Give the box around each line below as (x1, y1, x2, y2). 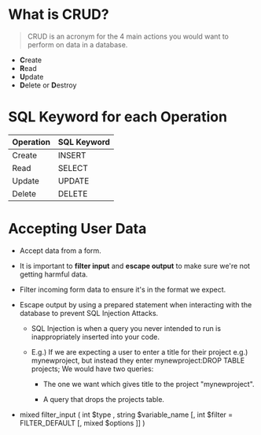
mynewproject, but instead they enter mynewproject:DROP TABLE (31, 355, 245, 365)
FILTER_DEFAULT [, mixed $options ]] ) (19, 418, 145, 427)
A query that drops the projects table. (42, 394, 165, 403)
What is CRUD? (8, 6, 110, 24)
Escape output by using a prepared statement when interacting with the (19, 299, 252, 309)
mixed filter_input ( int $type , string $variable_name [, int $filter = (19, 410, 233, 419)
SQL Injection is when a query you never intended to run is (31, 323, 222, 333)
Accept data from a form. (19, 246, 102, 255)
